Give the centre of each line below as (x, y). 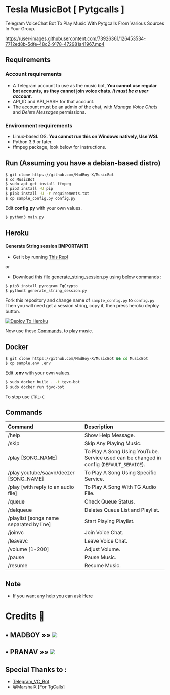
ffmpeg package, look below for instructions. (59, 147)
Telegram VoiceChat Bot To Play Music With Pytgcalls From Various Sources (85, 23)
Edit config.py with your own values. (44, 208)
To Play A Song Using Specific (120, 473)
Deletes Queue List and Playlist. (122, 510)
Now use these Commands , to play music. (49, 331)
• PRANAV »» (27, 652)
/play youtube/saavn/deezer (41, 473)
